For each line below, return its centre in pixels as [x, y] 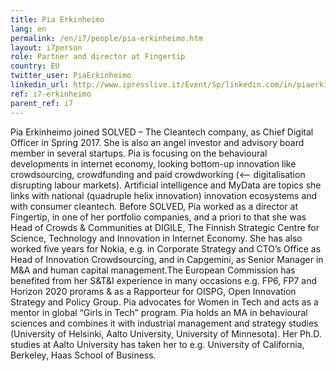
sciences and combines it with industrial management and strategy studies [164, 323]
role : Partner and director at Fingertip [98, 57]
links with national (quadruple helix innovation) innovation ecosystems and [164, 195]
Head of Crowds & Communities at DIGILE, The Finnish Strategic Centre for [165, 227]
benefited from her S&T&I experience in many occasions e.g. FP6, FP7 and [164, 280]
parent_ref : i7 [42, 103]
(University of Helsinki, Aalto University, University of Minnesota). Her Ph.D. [166, 333]
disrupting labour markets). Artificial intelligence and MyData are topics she [166, 185]
